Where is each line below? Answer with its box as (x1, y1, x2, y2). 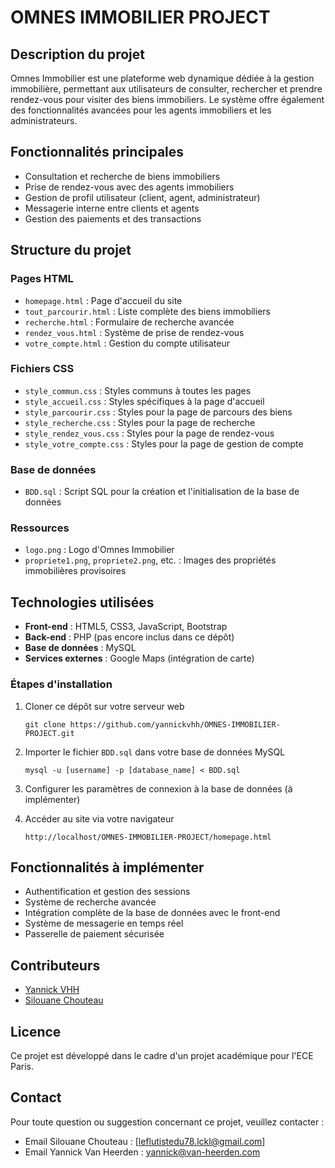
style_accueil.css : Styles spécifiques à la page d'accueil (24, 395, 265, 407)
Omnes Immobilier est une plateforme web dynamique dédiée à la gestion (10, 72, 315, 84)
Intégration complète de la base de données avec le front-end (24, 907, 281, 919)
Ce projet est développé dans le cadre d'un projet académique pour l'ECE (10, 1049, 314, 1061)
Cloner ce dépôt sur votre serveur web (24, 700, 185, 712)
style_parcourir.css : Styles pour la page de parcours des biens (24, 406, 293, 418)
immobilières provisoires (24, 565, 127, 577)
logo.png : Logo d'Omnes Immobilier (24, 544, 175, 556)
